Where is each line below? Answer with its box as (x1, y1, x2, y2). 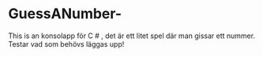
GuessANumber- (8, 5, 122, 23)
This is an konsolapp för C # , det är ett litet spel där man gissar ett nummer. (8, 31, 255, 40)
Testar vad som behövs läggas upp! (8, 39, 125, 48)
